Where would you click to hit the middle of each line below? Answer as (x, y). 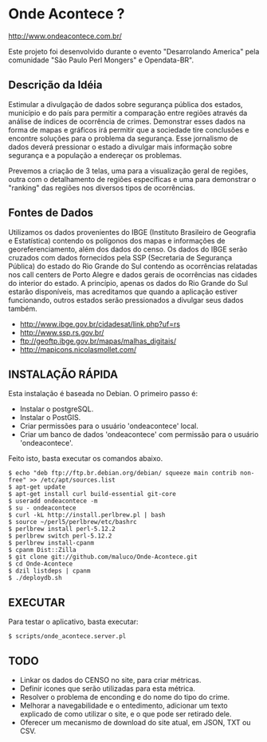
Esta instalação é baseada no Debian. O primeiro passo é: (103, 394)
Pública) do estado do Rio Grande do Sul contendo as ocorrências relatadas (133, 266)
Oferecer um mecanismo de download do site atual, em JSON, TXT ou (135, 722)
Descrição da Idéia (55, 85)
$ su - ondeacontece (43, 508)
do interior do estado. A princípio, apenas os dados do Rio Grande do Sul (128, 283)
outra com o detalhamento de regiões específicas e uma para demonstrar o (132, 179)
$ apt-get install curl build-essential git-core (92, 494)
